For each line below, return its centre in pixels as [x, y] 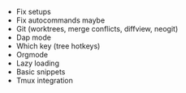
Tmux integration [44, 80]
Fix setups [33, 12]
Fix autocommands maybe [61, 20]
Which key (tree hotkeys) [58, 46]
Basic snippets [41, 72]
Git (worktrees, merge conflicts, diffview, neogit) [97, 29]
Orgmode [32, 55]
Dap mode [33, 37]
